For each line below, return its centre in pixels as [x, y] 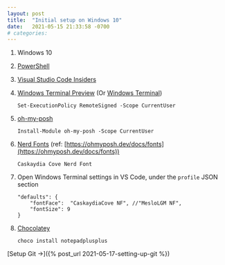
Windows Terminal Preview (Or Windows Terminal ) [90, 93]
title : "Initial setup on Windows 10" [65, 20]
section [28, 185]
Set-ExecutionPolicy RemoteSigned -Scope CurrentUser [96, 106]
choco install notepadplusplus [62, 241]
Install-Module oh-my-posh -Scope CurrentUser [85, 131]
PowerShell [33, 66]
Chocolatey [34, 228]
